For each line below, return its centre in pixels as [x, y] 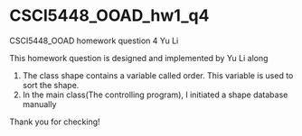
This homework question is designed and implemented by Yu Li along [139, 58]
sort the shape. [51, 85]
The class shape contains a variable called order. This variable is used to [158, 75]
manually [39, 104]
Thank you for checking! [55, 122]
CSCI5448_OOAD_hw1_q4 [109, 16]
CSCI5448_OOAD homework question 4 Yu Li [94, 41]
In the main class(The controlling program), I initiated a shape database [155, 95]
